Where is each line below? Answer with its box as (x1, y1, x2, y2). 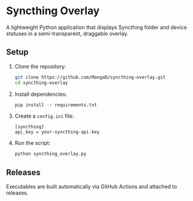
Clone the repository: (14, 63, 67, 70)
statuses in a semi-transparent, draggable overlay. (6, 30, 129, 37)
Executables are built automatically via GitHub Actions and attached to (6, 183, 177, 190)
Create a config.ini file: (14, 112, 74, 119)
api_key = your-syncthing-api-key (14, 129, 100, 135)
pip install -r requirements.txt (14, 102, 97, 108)
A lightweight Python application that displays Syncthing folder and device (6, 24, 187, 31)
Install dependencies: (14, 90, 67, 98)
